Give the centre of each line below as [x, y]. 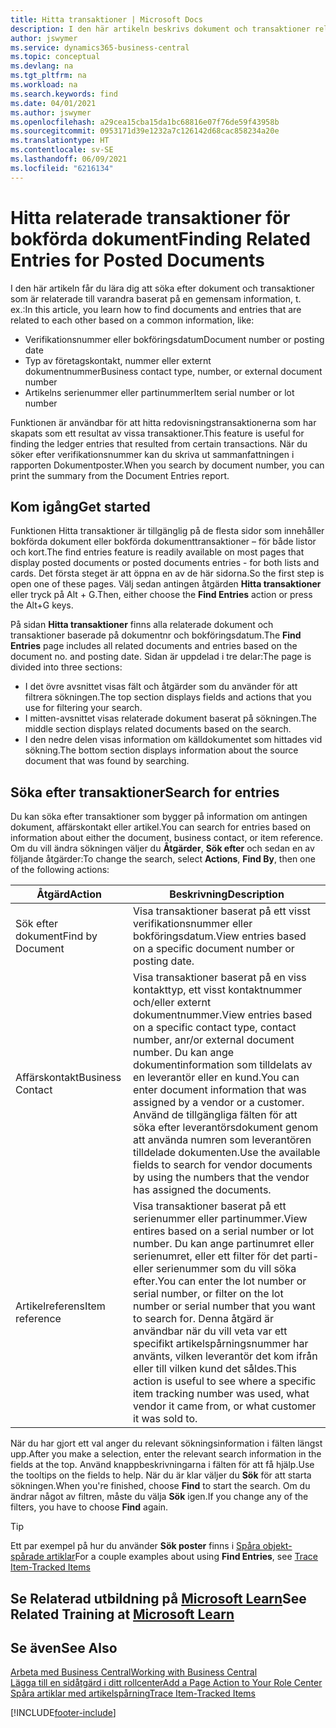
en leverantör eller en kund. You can [216, 1078]
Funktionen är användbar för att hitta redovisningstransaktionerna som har [163, 422]
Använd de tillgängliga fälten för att [215, 1115]
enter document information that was [220, 1090]
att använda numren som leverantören [222, 1140]
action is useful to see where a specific [225, 1381]
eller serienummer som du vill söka [215, 1269]
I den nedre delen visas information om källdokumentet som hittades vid [173, 740]
